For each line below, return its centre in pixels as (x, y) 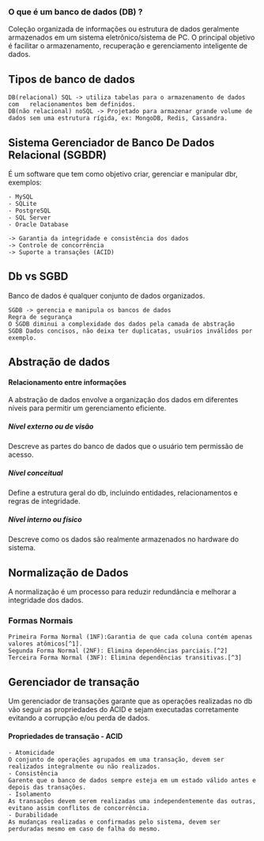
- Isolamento (30, 794)
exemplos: (25, 182)
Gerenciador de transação (74, 682)
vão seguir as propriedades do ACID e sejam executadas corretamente (124, 710)
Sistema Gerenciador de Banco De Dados (111, 142)
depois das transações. (47, 788)
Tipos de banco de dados (72, 79)
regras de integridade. (44, 501)
